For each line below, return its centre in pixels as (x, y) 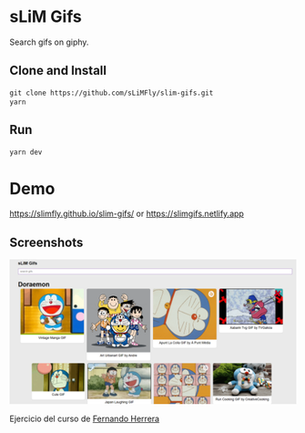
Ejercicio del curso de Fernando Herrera (85, 419)
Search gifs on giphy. (49, 42)
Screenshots (46, 242)
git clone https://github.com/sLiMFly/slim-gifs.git (112, 93)
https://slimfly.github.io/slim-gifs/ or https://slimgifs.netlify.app (127, 214)
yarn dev (26, 152)
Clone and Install (58, 71)
